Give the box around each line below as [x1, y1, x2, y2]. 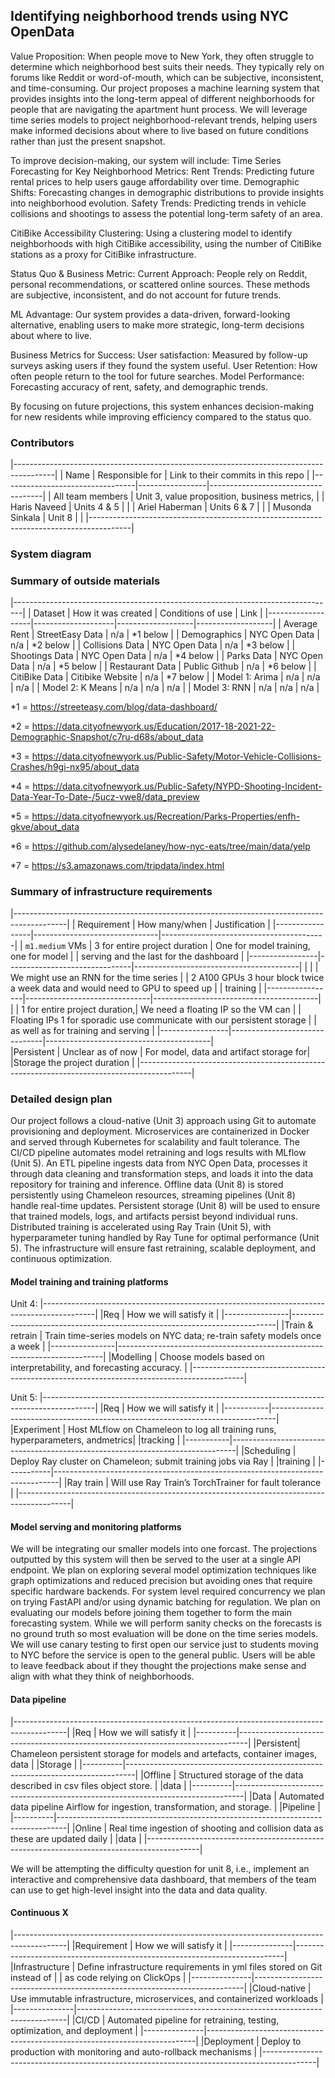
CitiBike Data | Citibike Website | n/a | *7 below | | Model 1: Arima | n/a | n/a [10, 671, 321, 683]
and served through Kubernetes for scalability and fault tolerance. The [10, 1135, 300, 1148]
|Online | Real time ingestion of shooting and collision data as [71, 1822, 324, 1834]
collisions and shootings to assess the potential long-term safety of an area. [10, 207, 323, 219]
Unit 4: [10, 1298, 38, 1310]
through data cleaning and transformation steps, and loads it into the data [10, 1167, 314, 1179]
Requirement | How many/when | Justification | [77, 918, 271, 930]
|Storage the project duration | [10, 1056, 135, 1068]
